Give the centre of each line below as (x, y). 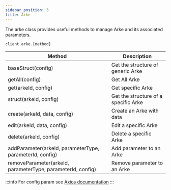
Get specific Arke (132, 88)
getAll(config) (24, 79)
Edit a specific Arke (134, 125)
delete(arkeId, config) (34, 137)
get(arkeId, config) (30, 88)
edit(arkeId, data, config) (37, 125)
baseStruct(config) (31, 68)
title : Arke (18, 15)
